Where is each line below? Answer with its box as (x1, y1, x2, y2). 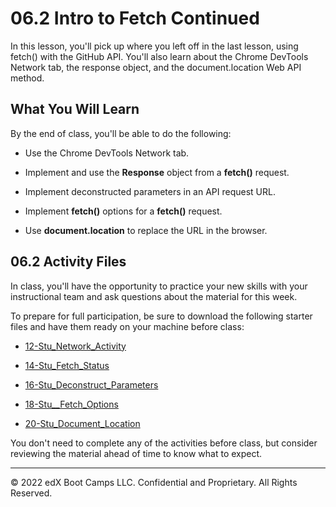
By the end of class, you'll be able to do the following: (10, 127, 232, 139)
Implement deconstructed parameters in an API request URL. (24, 185, 276, 197)
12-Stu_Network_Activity (24, 340, 127, 352)
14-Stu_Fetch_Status (24, 359, 110, 371)
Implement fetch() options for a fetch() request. (24, 205, 223, 217)
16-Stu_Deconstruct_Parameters (24, 378, 159, 391)
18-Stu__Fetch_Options (24, 398, 119, 410)
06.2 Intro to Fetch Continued (10, 7, 260, 30)
